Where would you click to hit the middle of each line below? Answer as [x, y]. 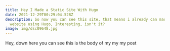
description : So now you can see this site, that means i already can [81, 19]
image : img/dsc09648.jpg [31, 29]
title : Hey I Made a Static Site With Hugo [52, 10]
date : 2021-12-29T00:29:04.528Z [39, 15]
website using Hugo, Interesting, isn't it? [57, 24]
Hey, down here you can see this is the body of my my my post [71, 43]
